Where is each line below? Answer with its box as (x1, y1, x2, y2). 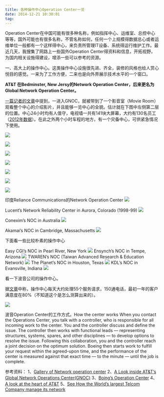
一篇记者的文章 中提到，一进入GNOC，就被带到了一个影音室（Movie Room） (5, 98, 159, 104)
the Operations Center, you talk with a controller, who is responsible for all (5, 317, 154, 323)
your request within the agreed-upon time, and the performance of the (5, 348, 147, 354)
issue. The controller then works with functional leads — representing (5, 328, 145, 333)
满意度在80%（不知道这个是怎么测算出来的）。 (5, 292, 99, 298)
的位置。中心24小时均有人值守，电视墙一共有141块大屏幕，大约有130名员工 (5, 110, 156, 116)
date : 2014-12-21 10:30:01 (5, 12, 60, 17)
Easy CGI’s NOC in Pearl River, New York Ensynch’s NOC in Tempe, (5, 248, 146, 254)
